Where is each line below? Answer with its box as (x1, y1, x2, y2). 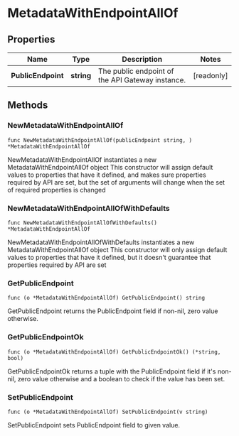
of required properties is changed (7, 185, 106, 194)
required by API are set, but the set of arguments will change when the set (7, 178, 225, 186)
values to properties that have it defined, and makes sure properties (7, 170, 206, 179)
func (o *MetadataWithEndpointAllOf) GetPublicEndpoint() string (7, 295, 205, 302)
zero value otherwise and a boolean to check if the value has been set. (17, 374, 225, 383)
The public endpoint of (98, 66, 174, 76)
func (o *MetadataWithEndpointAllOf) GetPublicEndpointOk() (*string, (7, 348, 221, 356)
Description (122, 55, 163, 64)
